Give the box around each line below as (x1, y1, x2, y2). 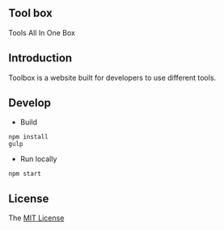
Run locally (19, 154, 57, 164)
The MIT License (8, 213, 65, 223)
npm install (8, 133, 49, 141)
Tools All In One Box (8, 27, 75, 37)
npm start (8, 169, 42, 178)
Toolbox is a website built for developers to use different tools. (8, 73, 217, 82)
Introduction (8, 52, 73, 65)
